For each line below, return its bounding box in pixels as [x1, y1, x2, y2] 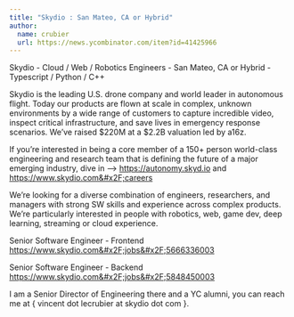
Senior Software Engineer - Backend [9, 262, 143, 272]
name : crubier [17, 29, 69, 38]
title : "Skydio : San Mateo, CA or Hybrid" [9, 12, 174, 22]
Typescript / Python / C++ [9, 72, 105, 83]
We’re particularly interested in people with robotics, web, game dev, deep [9, 208, 282, 219]
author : [9, 21, 38, 30]
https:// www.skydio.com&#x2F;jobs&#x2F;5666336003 [9, 245, 216, 256]
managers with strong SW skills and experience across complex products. [9, 199, 282, 210]
